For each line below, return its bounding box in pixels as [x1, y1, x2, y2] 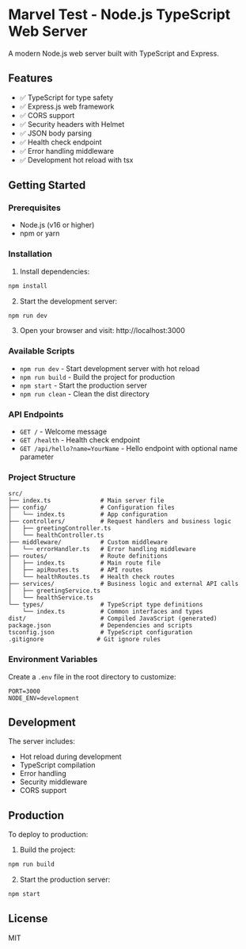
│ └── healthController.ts [8, 531, 104, 540]
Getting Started [8, 178, 86, 192]
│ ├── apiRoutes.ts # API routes [8, 566, 144, 574]
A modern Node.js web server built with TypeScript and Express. [8, 48, 219, 58]
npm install [8, 281, 47, 290]
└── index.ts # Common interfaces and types [22, 608, 203, 616]
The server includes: [8, 737, 75, 746]
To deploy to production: [8, 830, 89, 840]
